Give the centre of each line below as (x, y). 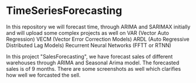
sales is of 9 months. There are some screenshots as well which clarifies (94, 68)
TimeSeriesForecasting (64, 11)
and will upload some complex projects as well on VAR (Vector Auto (88, 33)
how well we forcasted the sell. (43, 75)
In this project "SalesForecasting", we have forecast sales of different (90, 56)
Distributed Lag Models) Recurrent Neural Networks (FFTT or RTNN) (89, 45)
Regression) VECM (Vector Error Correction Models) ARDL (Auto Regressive (98, 39)
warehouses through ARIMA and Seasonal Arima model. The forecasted (93, 63)
